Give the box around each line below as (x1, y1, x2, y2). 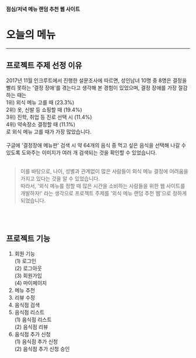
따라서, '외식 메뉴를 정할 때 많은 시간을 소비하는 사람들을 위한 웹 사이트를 (20, 182, 185, 190)
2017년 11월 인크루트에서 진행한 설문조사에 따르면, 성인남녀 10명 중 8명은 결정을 (6, 77, 187, 84)
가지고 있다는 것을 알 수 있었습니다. (20, 175, 100, 182)
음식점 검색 (14, 302, 40, 309)
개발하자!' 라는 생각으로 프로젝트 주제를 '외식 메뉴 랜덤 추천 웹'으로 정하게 (20, 190, 187, 197)
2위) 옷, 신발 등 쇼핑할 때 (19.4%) (6, 106, 83, 114)
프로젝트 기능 (6, 233, 51, 243)
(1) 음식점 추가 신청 (14, 338, 58, 345)
